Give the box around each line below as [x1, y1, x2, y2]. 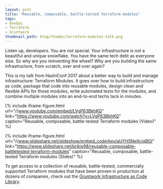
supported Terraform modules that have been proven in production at [5, 168, 145, 174]
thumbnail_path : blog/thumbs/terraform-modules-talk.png [5, 35, 123, 39]
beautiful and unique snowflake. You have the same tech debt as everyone [5, 53, 155, 58]
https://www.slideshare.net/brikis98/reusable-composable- [17, 143, 136, 149]
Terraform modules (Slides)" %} [18, 153, 83, 159]
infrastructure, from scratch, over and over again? [5, 63, 105, 69]
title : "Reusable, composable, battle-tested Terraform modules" [5, 12, 140, 17]
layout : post [5, 7, 32, 12]
